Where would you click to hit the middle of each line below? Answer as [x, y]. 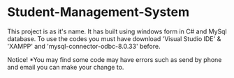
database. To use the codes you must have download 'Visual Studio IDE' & [114, 38]
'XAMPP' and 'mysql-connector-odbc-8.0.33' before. [84, 46]
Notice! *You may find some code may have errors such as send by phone [115, 59]
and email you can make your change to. [66, 67]
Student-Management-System [98, 12]
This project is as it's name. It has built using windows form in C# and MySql [117, 31]
